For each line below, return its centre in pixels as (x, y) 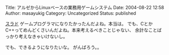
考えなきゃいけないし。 (43, 36)
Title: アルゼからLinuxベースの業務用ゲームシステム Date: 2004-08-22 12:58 (85, 7)
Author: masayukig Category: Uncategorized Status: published (71, 13)
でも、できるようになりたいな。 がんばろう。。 (54, 47)
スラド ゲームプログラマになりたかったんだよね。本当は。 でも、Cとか (79, 24)
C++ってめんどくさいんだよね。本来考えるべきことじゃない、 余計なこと (81, 30)
